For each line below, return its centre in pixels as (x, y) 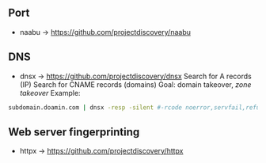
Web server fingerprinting (74, 132)
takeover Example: (50, 93)
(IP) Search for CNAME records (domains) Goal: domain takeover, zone (135, 84)
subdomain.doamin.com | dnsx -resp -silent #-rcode (95, 107)
